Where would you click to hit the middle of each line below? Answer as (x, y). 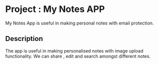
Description (24, 39)
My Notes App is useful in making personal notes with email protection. (80, 23)
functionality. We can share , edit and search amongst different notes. (78, 56)
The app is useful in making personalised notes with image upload (74, 50)
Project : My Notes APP (55, 9)
